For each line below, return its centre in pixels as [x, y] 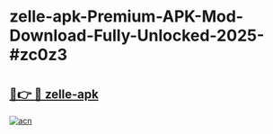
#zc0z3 [39, 55]
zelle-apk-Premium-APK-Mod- [127, 17]
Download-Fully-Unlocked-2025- [137, 36]
